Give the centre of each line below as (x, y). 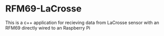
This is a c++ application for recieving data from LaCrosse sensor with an (82, 22)
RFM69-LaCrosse (44, 9)
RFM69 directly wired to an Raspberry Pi (48, 27)
